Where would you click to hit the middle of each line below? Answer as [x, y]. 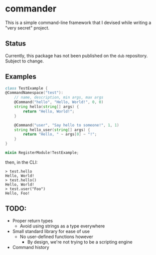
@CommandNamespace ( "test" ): [34, 93]
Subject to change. [24, 61]
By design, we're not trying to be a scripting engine [80, 242]
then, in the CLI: [21, 162]
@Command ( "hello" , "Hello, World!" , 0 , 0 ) [59, 102]
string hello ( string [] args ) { [47, 107]
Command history [31, 247]
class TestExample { [27, 88]
